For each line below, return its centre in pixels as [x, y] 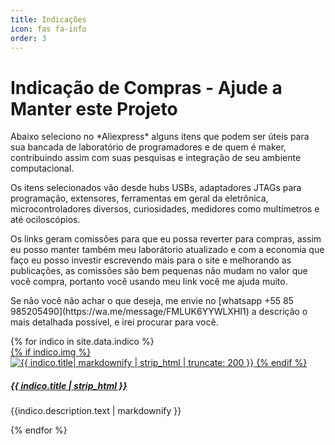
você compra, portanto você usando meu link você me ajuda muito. [149, 282]
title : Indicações [48, 19]
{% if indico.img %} [51, 352]
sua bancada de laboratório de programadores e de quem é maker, [148, 147]
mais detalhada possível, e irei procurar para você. [114, 322]
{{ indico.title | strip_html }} [69, 385]
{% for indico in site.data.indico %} [82, 342]
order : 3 [28, 38]
